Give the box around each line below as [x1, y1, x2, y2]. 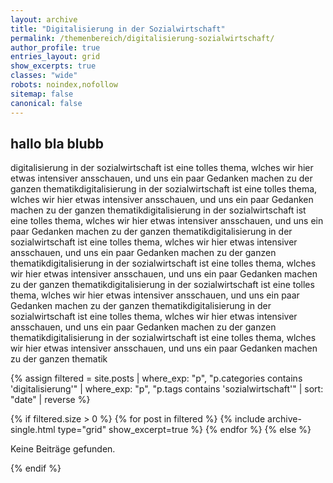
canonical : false [10, 98, 83, 108]
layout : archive [10, 14, 78, 25]
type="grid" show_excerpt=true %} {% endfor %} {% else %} [57, 424, 312, 436]
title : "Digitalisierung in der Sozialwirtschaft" [10, 24, 226, 34]
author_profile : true [10, 42, 101, 53]
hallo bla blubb [10, 135, 105, 152]
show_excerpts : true [10, 61, 97, 71]
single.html [10, 424, 56, 436]
